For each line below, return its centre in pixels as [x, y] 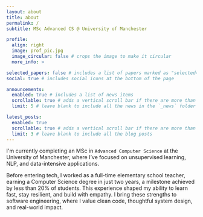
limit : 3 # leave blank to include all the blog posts [82, 134]
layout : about [24, 12]
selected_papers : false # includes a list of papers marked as [88, 73]
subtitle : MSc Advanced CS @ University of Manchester [77, 29]
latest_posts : [24, 117]
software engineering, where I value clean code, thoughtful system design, [99, 201]
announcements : [25, 89]
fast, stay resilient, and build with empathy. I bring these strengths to [92, 195]
